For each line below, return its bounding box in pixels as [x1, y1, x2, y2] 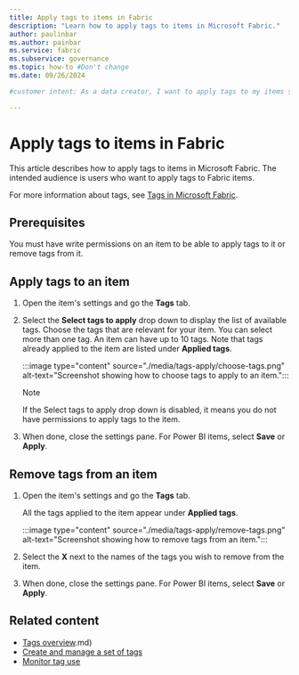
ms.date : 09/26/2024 [9, 71, 86, 80]
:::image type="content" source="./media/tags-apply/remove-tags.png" [21, 525, 286, 535]
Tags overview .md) [21, 637, 93, 647]
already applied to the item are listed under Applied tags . [21, 344, 233, 354]
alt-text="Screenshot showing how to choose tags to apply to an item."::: [21, 370, 289, 381]
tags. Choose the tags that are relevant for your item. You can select [21, 324, 273, 335]
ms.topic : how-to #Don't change [9, 63, 129, 72]
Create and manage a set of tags [21, 647, 143, 657]
